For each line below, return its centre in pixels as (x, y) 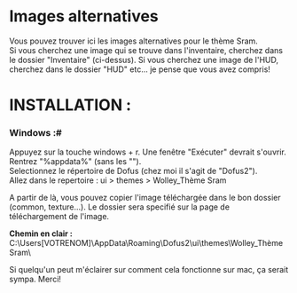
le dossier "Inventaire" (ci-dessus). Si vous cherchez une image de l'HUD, (144, 59)
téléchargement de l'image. (59, 217)
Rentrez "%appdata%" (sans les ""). (75, 162)
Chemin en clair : (41, 234)
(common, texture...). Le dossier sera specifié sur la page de (120, 207)
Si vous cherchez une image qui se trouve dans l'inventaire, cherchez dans (146, 50)
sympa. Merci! (35, 279)
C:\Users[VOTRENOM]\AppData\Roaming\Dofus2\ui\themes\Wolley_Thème (146, 243)
